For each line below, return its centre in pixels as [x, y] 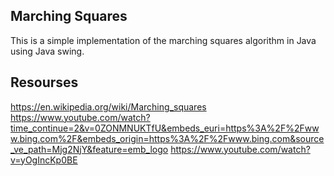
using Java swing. [47, 51]
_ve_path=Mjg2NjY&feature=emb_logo [89, 149]
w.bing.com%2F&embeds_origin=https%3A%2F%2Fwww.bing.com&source [167, 138]
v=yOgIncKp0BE [44, 160]
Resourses [44, 82]
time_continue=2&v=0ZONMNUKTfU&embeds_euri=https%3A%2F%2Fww [165, 128]
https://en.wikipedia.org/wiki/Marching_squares [108, 106]
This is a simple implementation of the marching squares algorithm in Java [163, 40]
